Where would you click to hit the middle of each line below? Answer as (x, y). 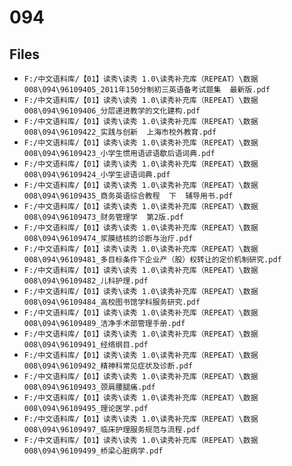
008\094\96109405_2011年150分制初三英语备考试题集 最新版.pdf (147, 90)
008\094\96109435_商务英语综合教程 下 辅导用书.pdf (128, 196)
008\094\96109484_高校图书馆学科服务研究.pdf (112, 302)
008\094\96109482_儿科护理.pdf (86, 281)
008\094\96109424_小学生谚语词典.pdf (97, 175)
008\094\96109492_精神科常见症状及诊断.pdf (108, 366)
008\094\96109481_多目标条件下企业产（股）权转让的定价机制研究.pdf (152, 260)
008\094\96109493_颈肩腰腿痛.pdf (89, 387)
